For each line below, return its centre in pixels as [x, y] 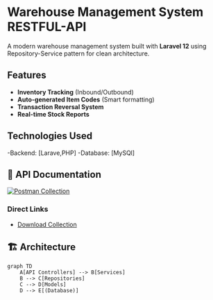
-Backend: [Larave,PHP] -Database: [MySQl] [71, 153]
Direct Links [28, 209]
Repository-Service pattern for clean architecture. [78, 53]
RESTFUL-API [47, 27]
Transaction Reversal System [60, 107]
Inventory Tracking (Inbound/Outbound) [75, 92]
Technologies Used [50, 136]
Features [27, 75]
